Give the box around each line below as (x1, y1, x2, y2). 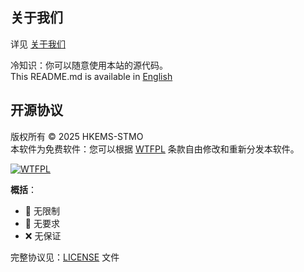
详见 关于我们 (10, 38, 66, 50)
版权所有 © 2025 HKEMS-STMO (10, 130, 144, 142)
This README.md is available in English (10, 70, 173, 82)
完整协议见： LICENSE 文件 (10, 251, 120, 263)
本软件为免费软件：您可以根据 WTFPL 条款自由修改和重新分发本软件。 (10, 143, 300, 155)
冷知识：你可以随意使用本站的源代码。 (10, 59, 168, 71)
